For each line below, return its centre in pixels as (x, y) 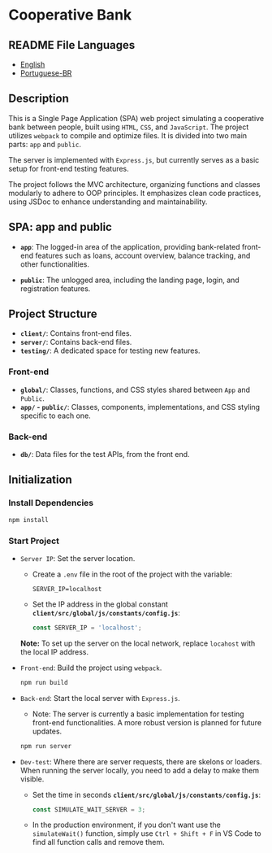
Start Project (34, 541)
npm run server (46, 746)
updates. (47, 731)
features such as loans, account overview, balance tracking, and (143, 255)
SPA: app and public (60, 227)
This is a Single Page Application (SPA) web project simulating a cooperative (136, 118)
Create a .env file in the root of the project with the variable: (132, 574)
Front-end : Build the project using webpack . (91, 668)
